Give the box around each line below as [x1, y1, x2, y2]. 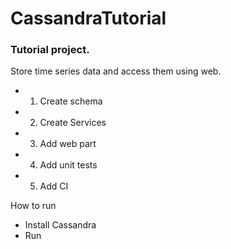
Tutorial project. [10, 43, 90, 57]
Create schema [39, 95, 103, 107]
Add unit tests [39, 159, 98, 171]
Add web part [39, 138, 97, 150]
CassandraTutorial [10, 7, 167, 30]
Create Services [39, 117, 107, 129]
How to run [10, 200, 57, 212]
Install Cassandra [24, 219, 97, 231]
